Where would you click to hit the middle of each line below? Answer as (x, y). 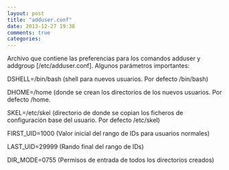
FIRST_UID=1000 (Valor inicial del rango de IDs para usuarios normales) (108, 134)
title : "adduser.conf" (40, 20)
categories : (24, 39)
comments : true (29, 33)
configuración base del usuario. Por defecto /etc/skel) (84, 120)
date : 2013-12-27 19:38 (41, 26)
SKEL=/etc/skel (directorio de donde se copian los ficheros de (95, 113)
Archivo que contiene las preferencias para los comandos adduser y (104, 58)
